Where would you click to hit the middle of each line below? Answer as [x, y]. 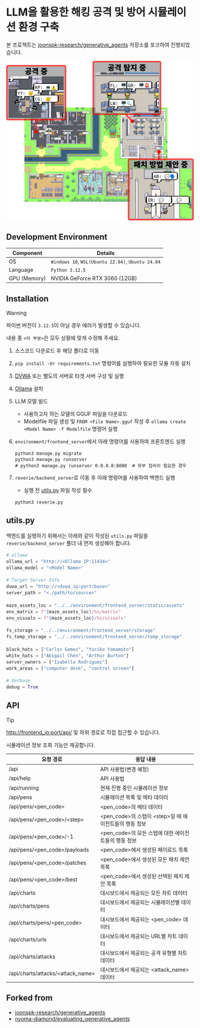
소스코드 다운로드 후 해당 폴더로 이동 [57, 351]
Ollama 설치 [29, 389]
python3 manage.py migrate [48, 454]
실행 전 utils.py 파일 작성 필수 [58, 490]
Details [106, 253]
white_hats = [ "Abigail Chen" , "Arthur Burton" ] [68, 656]
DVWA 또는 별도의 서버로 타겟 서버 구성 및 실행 [69, 376]
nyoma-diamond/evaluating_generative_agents [72, 1018]
